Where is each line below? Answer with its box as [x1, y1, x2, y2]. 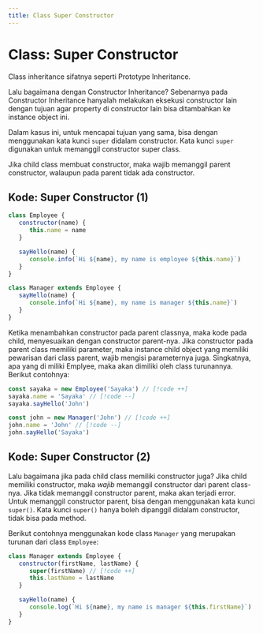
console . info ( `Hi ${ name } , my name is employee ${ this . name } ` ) [28, 255, 242, 263]
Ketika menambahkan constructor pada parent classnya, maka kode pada [8, 328, 247, 337]
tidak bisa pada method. [8, 513, 87, 523]
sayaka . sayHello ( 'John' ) [8, 399, 90, 407]
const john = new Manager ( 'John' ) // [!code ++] [8, 414, 171, 422]
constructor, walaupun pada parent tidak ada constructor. [8, 167, 195, 178]
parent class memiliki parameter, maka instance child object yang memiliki [8, 344, 250, 354]
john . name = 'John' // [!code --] [8, 421, 122, 429]
